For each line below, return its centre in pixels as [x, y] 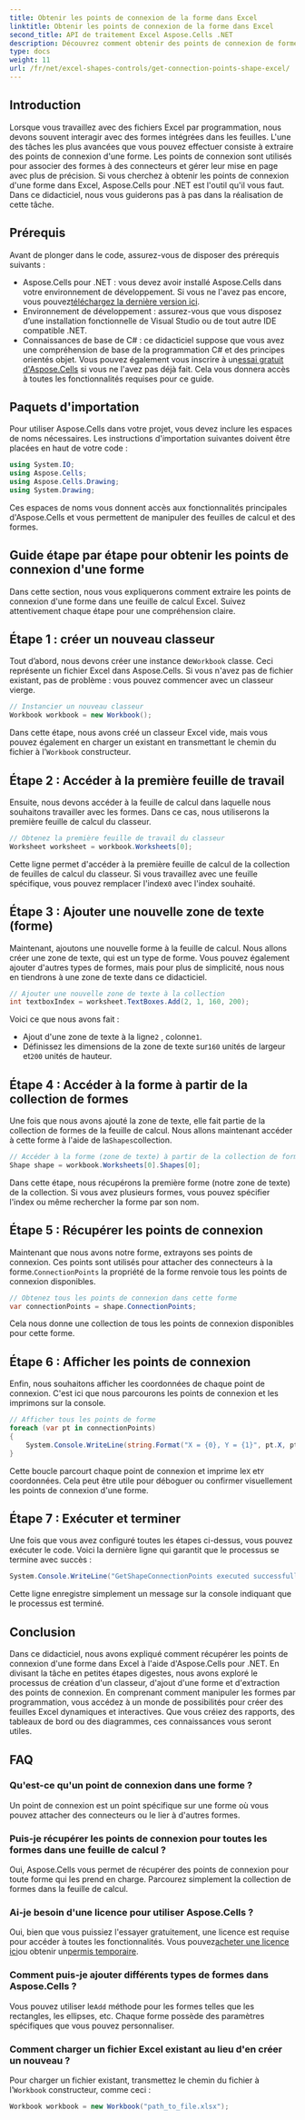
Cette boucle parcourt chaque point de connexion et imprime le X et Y [137, 1471]
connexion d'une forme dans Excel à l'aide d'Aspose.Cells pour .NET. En [144, 1664]
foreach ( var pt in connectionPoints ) [83, 1428]
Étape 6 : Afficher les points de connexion [130, 1362]
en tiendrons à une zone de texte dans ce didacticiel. [108, 976]
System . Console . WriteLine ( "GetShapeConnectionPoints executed [129, 1577]
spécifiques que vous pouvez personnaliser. [92, 2026]
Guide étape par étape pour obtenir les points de [149, 555]
